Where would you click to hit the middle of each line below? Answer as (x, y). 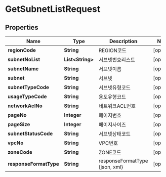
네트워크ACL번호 (117, 106)
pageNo (17, 115)
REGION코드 (113, 50)
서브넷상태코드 (115, 134)
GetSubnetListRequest (53, 9)
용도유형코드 (112, 97)
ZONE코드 (110, 153)
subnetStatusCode (30, 133)
